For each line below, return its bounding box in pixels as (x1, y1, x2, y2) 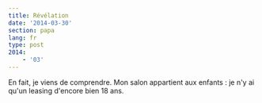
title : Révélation (8, 11, 69, 20)
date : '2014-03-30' (8, 19, 73, 27)
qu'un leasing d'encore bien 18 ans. (8, 86, 124, 95)
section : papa (8, 26, 55, 34)
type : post (8, 41, 44, 49)
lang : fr (8, 33, 37, 42)
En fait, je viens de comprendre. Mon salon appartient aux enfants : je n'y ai (8, 77, 255, 87)
